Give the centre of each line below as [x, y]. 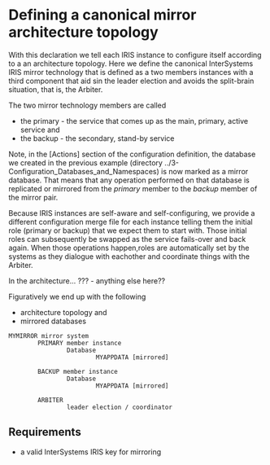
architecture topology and [63, 312]
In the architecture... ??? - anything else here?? [87, 281]
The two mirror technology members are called [87, 105]
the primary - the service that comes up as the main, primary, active [134, 121]
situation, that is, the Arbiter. [56, 89]
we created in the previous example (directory [85, 162]
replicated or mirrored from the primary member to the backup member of [133, 188]
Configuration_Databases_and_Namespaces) [84, 171]
